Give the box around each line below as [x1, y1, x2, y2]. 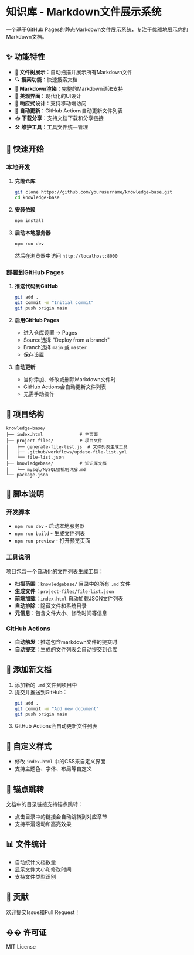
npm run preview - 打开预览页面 [14, 537, 91, 544]
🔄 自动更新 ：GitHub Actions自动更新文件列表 [14, 107, 123, 114]
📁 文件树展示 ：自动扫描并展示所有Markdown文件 [14, 69, 133, 76]
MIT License [6, 943, 36, 950]
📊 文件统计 [6, 839, 47, 850]
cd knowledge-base [14, 195, 60, 201]
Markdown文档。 [6, 33, 47, 40]
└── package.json [6, 472, 49, 477]
